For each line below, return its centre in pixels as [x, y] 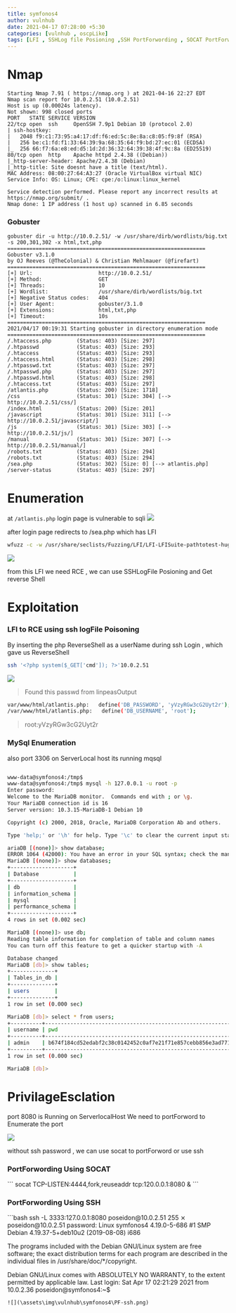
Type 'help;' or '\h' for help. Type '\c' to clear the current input [113, 835]
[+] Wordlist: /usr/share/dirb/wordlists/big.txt [105, 292]
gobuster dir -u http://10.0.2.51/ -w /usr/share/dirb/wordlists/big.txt [118, 236]
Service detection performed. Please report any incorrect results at [113, 192]
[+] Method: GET [58, 280]
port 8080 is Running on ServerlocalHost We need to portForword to [106, 1116]
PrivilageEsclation [61, 1097]
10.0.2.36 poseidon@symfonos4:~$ [59, 1290]
